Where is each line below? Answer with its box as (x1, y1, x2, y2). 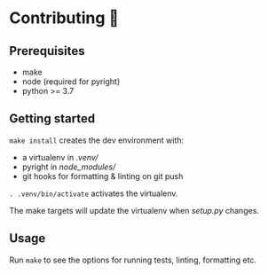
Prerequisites (9, 43, 85, 59)
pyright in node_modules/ (21, 161, 116, 172)
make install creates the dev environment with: (9, 135, 185, 145)
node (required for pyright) (21, 76, 121, 87)
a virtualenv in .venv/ (21, 152, 99, 162)
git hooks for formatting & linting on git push (21, 170, 184, 181)
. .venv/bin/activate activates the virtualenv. (9, 188, 178, 199)
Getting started (9, 111, 96, 127)
